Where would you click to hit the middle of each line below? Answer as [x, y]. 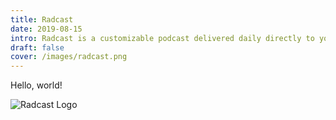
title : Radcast [42, 19]
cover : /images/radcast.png [69, 57]
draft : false [37, 47]
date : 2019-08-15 [46, 29]
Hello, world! [36, 85]
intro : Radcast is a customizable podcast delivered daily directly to [162, 38]
